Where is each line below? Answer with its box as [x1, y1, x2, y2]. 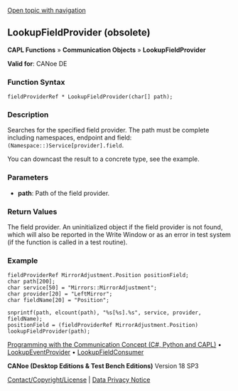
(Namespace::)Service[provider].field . [7, 141, 124, 150]
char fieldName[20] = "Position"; [7, 297, 110, 304]
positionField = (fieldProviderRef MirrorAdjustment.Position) [7, 322, 199, 329]
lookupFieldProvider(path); [7, 328, 91, 335]
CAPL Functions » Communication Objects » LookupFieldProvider [7, 46, 206, 54]
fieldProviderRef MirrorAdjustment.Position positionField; [7, 272, 190, 279]
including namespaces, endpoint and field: [7, 133, 132, 142]
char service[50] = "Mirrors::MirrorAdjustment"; [7, 284, 158, 291]
